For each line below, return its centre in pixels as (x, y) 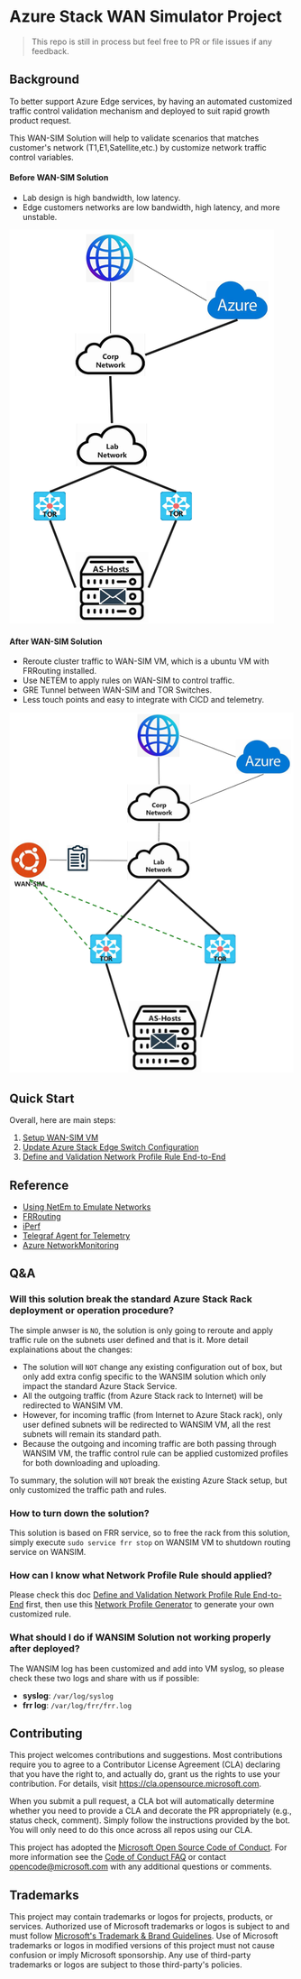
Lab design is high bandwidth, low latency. (101, 198)
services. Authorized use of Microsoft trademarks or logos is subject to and (150, 1927)
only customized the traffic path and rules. (88, 1489)
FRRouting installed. (59, 671)
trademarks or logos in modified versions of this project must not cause (142, 1946)
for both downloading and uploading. (91, 1462)
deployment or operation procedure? (91, 1311)
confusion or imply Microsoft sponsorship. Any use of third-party (130, 1956)
